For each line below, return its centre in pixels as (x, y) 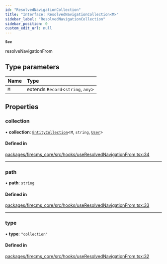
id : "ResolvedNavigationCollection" (43, 10)
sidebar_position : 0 (27, 24)
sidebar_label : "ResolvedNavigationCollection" (55, 19)
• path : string (20, 183)
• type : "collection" (27, 234)
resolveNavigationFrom (29, 51)
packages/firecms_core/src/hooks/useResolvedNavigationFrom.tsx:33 (77, 205)
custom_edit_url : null (29, 28)
